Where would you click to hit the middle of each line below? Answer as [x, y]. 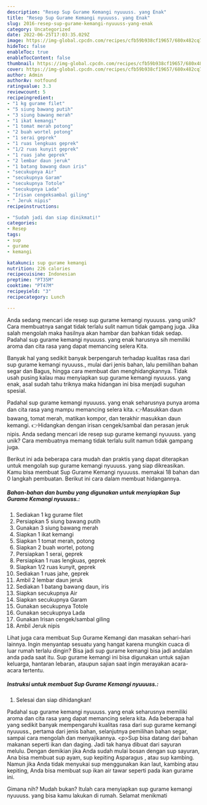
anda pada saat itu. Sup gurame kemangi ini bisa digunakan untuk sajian [98, 657]
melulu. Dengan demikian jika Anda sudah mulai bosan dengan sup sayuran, [103, 751]
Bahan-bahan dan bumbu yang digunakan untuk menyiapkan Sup [94, 493]
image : [15, 41]
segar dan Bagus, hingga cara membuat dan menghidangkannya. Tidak [97, 371]
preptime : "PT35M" [30, 280]
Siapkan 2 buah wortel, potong [55, 547]
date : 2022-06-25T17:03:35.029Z [48, 35]
